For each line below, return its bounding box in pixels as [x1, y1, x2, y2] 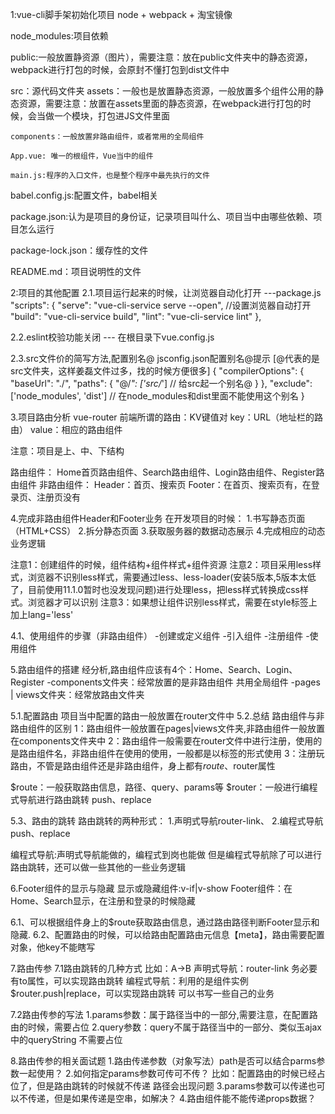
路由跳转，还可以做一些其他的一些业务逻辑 [10, 861, 186, 873]
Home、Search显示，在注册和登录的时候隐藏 [10, 895, 196, 907]
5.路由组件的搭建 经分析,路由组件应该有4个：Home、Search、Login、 [10, 664, 298, 675]
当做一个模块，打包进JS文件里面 [36, 110, 170, 122]
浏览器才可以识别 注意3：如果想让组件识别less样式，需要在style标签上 [27, 596, 318, 608]
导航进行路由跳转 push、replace [18, 794, 152, 805]
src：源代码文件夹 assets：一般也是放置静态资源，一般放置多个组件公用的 [10, 85, 315, 97]
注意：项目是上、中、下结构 [10, 445, 125, 457]
